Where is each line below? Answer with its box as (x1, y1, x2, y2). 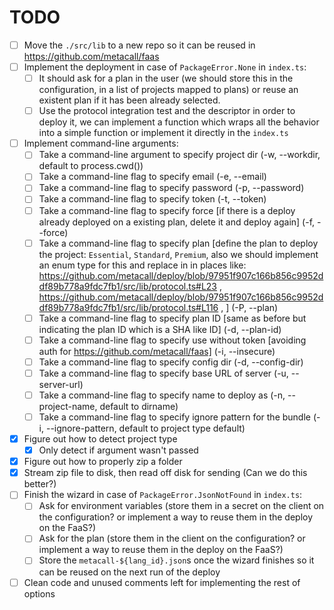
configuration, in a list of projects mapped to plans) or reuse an (38, 84, 299, 96)
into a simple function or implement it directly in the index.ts (38, 127, 289, 139)
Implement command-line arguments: (23, 137, 179, 150)
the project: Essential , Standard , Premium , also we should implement (38, 248, 319, 260)
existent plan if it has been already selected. (38, 94, 221, 106)
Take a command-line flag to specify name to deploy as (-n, (38, 389, 286, 401)
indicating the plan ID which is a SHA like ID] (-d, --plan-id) (38, 323, 282, 335)
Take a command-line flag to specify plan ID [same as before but (38, 312, 307, 324)
